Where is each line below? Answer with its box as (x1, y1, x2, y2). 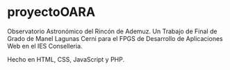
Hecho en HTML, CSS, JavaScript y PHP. (7, 55, 125, 63)
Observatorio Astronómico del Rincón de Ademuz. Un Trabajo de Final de (7, 27, 217, 35)
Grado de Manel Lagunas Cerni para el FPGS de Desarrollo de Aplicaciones (7, 34, 224, 42)
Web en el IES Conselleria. (7, 42, 83, 50)
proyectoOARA (7, 4, 96, 20)
